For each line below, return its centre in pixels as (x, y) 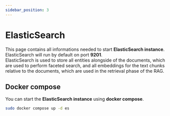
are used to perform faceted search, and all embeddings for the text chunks (85, 65)
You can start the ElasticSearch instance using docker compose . (75, 99)
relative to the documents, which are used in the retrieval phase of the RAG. (85, 71)
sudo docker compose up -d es (38, 108)
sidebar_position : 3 (27, 10)
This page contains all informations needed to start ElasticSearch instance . (85, 49)
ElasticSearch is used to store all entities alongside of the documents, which (85, 60)
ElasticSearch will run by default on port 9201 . (54, 54)
